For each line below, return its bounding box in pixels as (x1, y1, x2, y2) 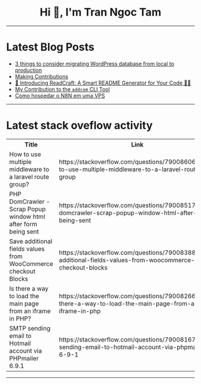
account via (9, 346, 42, 355)
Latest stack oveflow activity (6, 119, 153, 133)
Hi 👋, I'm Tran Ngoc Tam (39, 5, 162, 19)
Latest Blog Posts (6, 40, 95, 54)
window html (9, 212, 45, 221)
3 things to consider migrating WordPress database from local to (14, 60, 175, 67)
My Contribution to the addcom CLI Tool (14, 85, 110, 92)
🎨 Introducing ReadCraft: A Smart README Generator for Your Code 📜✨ (14, 79, 191, 86)
